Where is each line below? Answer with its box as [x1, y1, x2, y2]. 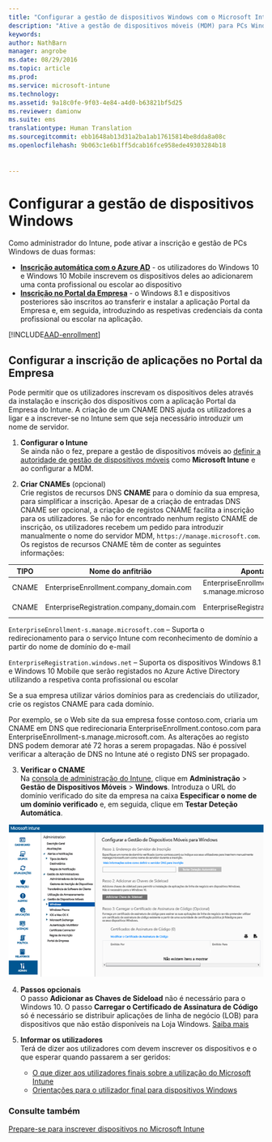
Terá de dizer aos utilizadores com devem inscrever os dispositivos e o [19, 1044, 257, 1054]
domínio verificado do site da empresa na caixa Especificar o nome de [19, 790, 257, 800]
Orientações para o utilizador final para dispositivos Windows [32, 1085, 237, 1095]
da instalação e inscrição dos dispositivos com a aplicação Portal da [8, 396, 236, 406]
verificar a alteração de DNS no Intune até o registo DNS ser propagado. [8, 749, 250, 759]
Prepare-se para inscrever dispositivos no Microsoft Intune [8, 1123, 205, 1134]
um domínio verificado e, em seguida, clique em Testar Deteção [19, 799, 238, 809]
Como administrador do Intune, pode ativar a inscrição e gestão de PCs [8, 238, 248, 248]
